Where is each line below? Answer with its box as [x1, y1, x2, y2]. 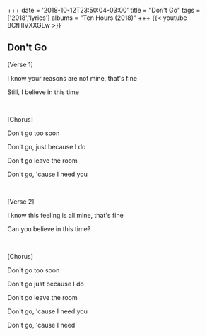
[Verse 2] [7, 197, 35, 206]
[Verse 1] [7, 60, 33, 69]
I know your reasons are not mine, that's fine [7, 74, 138, 82]
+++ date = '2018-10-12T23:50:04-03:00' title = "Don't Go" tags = [7, 6, 201, 14]
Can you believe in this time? [7, 224, 91, 233]
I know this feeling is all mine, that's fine [7, 211, 124, 219]
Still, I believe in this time [7, 88, 80, 96]
